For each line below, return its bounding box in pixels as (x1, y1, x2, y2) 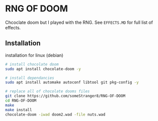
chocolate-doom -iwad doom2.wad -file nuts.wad (5, 112, 106, 117)
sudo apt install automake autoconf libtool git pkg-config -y (5, 80, 139, 85)
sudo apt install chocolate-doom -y (5, 66, 81, 71)
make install (5, 107, 32, 112)
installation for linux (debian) (5, 52, 64, 58)
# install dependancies (5, 75, 55, 80)
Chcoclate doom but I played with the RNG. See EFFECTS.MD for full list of (5, 19, 153, 25)
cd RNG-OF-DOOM (5, 98, 37, 103)
